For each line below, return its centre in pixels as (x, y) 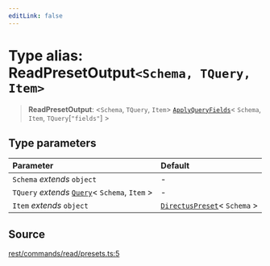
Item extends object (50, 206)
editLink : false (35, 16)
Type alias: (46, 55)
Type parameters (52, 143)
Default (175, 166)
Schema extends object (54, 180)
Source (27, 234)
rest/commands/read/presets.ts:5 (64, 254)
